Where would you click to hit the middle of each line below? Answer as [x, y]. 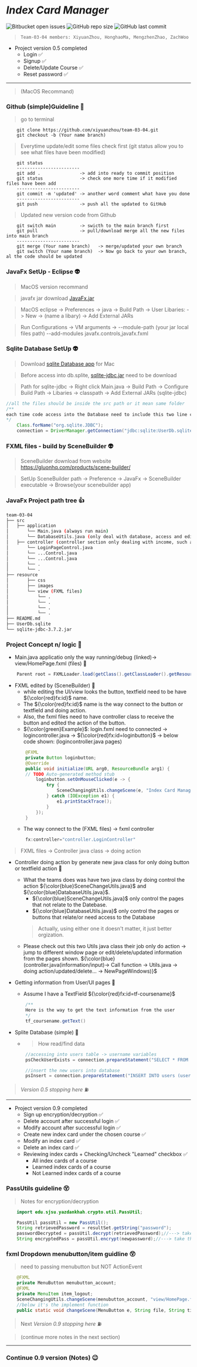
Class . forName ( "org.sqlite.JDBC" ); [60, 425]
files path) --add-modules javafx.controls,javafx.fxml [84, 333]
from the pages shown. [51, 959]
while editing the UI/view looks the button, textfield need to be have [105, 692]
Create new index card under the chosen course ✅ [85, 1134]
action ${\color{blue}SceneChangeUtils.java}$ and [85, 886]
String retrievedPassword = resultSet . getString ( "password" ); [94, 1228]
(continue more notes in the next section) [70, 1337]
